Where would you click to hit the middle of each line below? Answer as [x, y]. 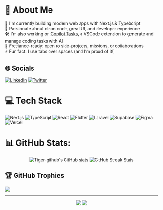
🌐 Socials [20, 68]
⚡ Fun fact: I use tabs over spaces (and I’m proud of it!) [60, 51]
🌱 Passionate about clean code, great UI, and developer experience [73, 28]
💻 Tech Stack [33, 100]
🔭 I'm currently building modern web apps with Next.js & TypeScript [73, 23]
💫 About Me [29, 10]
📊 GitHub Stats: [38, 143]
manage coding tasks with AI [34, 41]
